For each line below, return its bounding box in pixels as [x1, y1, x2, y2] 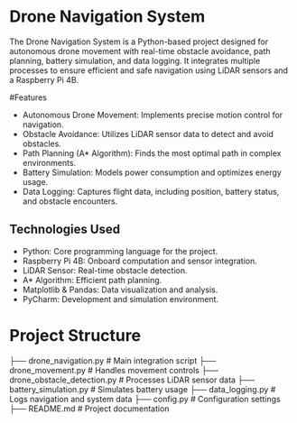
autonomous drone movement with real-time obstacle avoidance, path [9, 45, 271, 56]
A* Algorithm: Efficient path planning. [22, 274, 162, 285]
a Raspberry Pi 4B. [9, 74, 79, 85]
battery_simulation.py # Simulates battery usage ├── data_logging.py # [9, 383, 276, 394]
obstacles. [22, 138, 61, 149]
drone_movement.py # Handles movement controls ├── [9, 364, 219, 375]
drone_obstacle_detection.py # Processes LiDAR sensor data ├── [9, 374, 255, 385]
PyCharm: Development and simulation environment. [22, 293, 219, 304]
